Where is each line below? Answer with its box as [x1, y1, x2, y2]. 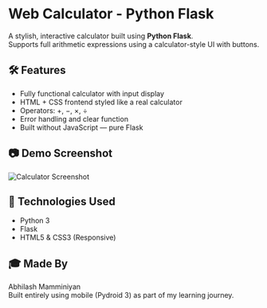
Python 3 [19, 216, 50, 225]
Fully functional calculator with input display [19, 88, 165, 98]
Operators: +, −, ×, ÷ [19, 105, 88, 115]
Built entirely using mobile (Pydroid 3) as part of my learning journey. [8, 290, 234, 300]
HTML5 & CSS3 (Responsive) [19, 232, 116, 243]
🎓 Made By [8, 256, 69, 271]
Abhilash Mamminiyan [8, 282, 81, 291]
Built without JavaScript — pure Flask [19, 123, 143, 132]
